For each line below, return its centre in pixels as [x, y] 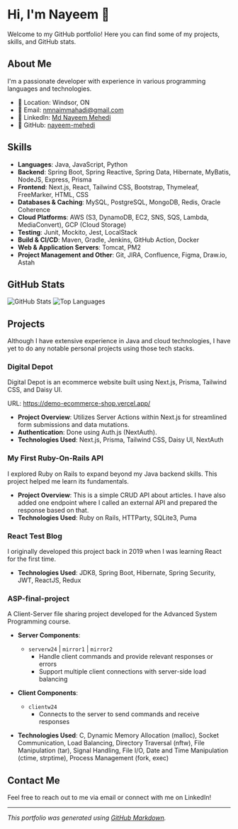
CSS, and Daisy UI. [35, 390]
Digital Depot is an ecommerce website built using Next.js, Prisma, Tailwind [117, 382]
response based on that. [53, 510]
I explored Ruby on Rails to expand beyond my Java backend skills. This [112, 474]
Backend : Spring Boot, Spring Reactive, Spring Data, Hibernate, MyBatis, [124, 172]
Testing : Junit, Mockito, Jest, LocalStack [78, 232]
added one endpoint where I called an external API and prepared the [117, 502]
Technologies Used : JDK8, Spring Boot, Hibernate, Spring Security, [117, 573]
